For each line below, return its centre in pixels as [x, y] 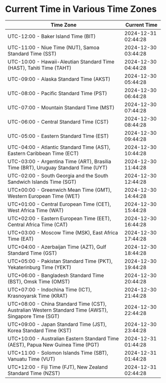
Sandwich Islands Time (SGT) [42, 182]
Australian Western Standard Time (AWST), [58, 310]
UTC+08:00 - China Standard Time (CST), [57, 304]
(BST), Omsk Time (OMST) [39, 281]
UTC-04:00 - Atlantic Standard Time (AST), [59, 147]
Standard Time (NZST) [34, 373]
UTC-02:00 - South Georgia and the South [58, 175]
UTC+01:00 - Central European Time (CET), [59, 204]
